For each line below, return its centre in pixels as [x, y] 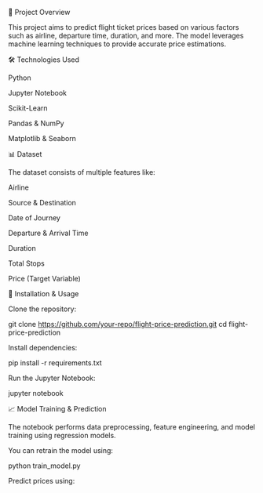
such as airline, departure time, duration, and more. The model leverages [126, 36]
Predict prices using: [42, 481]
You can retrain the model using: [61, 450]
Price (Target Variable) [44, 279]
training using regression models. [62, 435]
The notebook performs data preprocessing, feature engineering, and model [131, 427]
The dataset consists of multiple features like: [82, 172]
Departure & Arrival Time [48, 233]
